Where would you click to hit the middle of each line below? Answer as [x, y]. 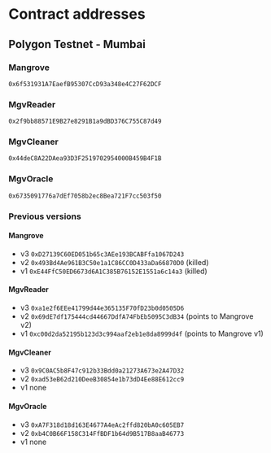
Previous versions [45, 216]
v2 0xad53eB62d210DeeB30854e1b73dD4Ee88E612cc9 [102, 379]
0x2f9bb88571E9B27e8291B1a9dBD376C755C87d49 [85, 122]
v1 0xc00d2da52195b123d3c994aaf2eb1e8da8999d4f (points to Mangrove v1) [142, 333]
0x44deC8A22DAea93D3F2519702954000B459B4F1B [85, 159]
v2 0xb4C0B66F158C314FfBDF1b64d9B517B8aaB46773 [102, 433]
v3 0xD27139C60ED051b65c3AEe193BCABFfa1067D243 [102, 254]
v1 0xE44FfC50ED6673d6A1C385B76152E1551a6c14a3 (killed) [114, 271]
